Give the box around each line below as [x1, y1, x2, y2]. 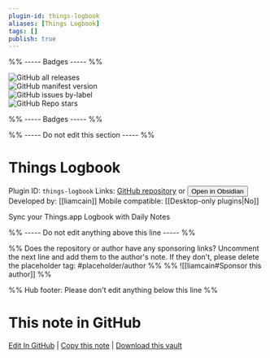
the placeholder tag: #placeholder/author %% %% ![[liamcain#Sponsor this [8, 261, 262, 271]
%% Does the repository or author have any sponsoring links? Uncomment [8, 243, 259, 253]
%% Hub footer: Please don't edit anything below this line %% [8, 286, 218, 295]
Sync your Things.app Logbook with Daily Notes [8, 212, 171, 222]
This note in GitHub [8, 314, 142, 332]
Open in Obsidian [190, 187, 244, 196]
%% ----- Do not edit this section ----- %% [8, 130, 155, 140]
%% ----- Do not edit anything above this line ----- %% [8, 228, 196, 238]
